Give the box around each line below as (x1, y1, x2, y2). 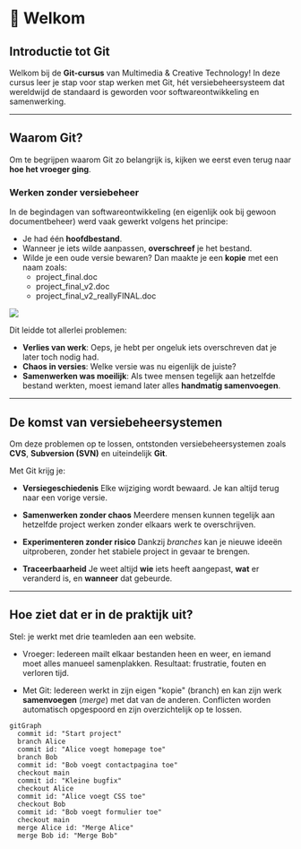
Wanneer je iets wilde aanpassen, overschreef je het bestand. (21, 243, 253, 254)
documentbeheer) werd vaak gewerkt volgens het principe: (9, 216, 228, 227)
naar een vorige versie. (21, 492, 108, 503)
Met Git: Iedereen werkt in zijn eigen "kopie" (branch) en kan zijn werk (21, 685, 282, 696)
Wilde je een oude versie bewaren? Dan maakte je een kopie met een (21, 253, 279, 264)
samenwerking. (9, 96, 66, 107)
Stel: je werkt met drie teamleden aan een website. (9, 631, 197, 642)
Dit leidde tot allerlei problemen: (9, 325, 127, 335)
